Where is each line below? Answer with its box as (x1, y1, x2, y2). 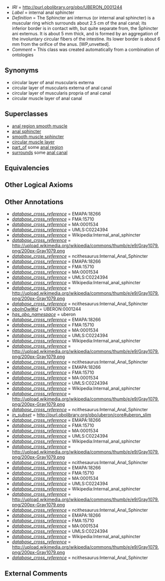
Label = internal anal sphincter (11, 9, 75, 15)
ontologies (11, 52, 34, 58)
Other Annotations (4, 198, 64, 206)
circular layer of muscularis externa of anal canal (11, 85, 112, 91)
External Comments (4, 569, 68, 578)
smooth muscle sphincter (11, 133, 64, 139)
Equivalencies (4, 164, 49, 172)
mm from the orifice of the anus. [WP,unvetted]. (11, 41, 110, 47)
